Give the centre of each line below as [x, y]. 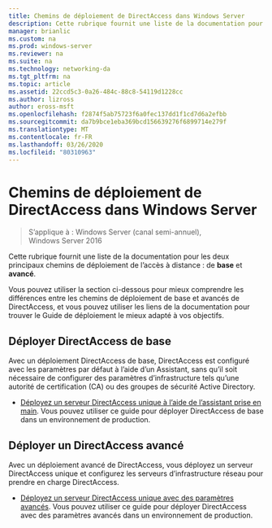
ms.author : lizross [41, 99]
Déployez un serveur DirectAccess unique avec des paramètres [127, 498]
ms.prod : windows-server [50, 46]
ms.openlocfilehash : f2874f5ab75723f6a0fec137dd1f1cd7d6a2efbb [118, 115]
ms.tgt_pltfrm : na [39, 76]
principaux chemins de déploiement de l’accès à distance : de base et [125, 265]
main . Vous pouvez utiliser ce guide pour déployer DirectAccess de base [142, 411]
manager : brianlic [39, 31]
